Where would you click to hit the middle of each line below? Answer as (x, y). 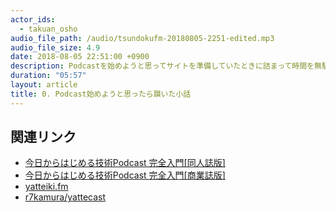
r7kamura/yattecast (65, 197)
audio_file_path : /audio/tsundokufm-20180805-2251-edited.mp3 (142, 38)
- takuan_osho (48, 29)
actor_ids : (33, 19)
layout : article (44, 85)
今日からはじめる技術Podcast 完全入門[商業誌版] (125, 175)
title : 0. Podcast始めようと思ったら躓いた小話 (101, 94)
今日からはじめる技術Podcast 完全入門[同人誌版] (125, 163)
